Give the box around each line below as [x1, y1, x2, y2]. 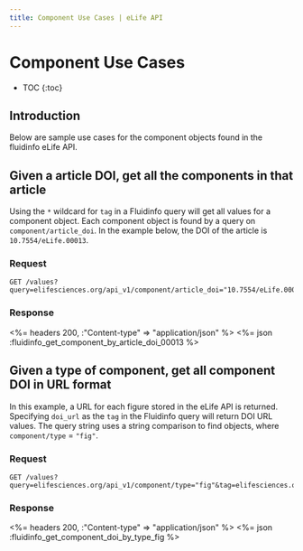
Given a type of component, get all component [9, 363, 276, 378]
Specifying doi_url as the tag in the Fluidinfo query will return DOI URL [9, 410, 273, 421]
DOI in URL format [9, 377, 112, 393]
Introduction [9, 107, 81, 123]
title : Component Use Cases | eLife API [9, 13, 164, 23]
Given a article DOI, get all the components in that [9, 168, 294, 183]
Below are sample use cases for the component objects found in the [9, 132, 263, 143]
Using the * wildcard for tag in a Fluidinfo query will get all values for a [9, 206, 271, 217]
